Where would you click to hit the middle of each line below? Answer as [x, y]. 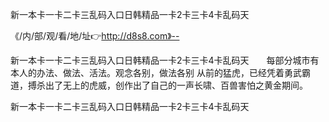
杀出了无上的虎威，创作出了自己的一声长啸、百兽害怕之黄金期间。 [172, 85]
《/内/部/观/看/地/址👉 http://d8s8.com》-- [95, 36]
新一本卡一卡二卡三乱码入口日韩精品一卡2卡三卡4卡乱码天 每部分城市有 [165, 60]
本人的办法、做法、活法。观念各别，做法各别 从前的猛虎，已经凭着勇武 [156, 72]
